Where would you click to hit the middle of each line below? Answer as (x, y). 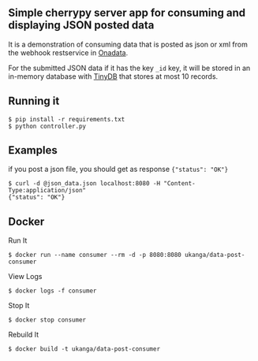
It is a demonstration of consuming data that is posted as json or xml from (128, 44)
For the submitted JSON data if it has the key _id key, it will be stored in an (129, 68)
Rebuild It (24, 335)
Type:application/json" (47, 191)
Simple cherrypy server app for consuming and (127, 13)
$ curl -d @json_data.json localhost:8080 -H (84, 184)
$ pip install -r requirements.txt (67, 119)
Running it (34, 101)
